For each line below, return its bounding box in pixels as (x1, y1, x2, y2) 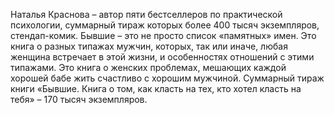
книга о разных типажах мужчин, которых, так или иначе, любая (10, 40, 288, 52)
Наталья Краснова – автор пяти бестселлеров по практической (10, 9, 283, 20)
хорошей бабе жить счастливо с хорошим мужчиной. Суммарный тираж (10, 72, 325, 84)
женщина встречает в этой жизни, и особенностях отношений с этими (10, 51, 315, 63)
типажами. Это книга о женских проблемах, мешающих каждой (10, 62, 287, 73)
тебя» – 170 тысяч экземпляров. (10, 94, 148, 105)
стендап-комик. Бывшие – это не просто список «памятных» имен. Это (10, 30, 317, 41)
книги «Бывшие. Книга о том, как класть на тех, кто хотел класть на (10, 83, 302, 94)
